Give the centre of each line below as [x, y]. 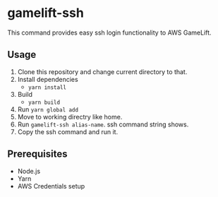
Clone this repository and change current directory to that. [102, 71]
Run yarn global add [48, 109]
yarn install [47, 87]
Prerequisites [37, 154]
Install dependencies [48, 79]
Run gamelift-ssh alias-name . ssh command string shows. [103, 124]
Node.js [29, 171]
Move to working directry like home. [70, 117]
